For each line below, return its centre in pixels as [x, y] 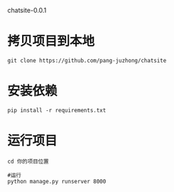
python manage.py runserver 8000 [57, 181]
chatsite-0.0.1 [27, 10]
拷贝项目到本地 [51, 41]
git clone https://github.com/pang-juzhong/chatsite [87, 60]
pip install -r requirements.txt [57, 110]
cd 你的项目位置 [28, 161]
